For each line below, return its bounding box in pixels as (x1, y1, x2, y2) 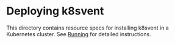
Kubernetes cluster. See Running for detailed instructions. (6, 30, 151, 37)
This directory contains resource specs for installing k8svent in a (6, 24, 169, 31)
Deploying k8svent (6, 4, 104, 18)
